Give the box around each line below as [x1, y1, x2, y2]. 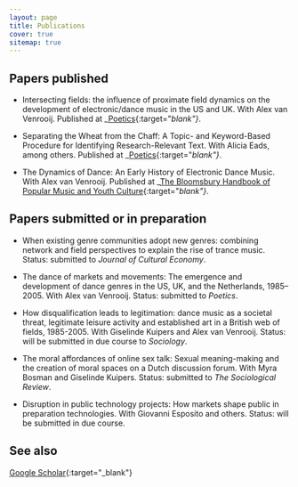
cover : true [9, 29, 53, 38]
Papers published [9, 70, 109, 85]
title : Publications [9, 21, 86, 30]
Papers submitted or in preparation [9, 211, 207, 227]
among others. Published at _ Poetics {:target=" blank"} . [21, 150, 222, 160]
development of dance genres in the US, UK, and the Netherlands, [21, 280, 265, 291]
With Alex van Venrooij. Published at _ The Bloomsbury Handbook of [21, 176, 271, 187]
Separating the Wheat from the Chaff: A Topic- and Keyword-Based [21, 131, 271, 142]
